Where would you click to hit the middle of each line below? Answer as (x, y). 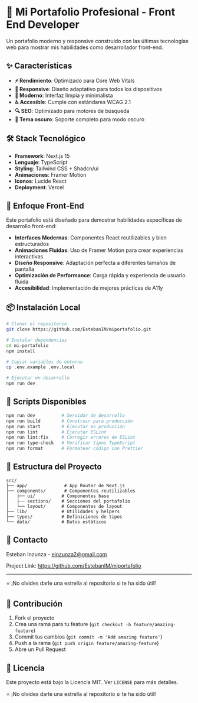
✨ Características (39, 66)
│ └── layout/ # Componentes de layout (64, 506)
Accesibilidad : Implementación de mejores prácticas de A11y (89, 288)
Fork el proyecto (34, 618)
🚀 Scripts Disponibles (46, 402)
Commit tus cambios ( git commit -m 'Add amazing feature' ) (88, 637)
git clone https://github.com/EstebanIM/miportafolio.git (79, 330)
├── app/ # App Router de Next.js (66, 485)
